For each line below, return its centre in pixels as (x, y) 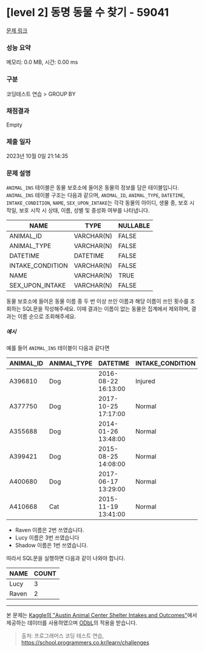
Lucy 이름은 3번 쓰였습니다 (47, 538)
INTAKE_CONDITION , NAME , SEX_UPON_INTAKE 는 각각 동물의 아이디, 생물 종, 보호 (97, 203)
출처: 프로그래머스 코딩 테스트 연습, (63, 636)
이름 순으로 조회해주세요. (47, 316)
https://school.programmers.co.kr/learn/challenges (85, 643)
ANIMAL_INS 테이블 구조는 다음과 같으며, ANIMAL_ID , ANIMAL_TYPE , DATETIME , (96, 195)
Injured (146, 381)
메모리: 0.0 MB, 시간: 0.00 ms (42, 62)
